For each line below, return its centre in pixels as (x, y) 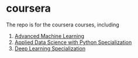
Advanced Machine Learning (49, 36)
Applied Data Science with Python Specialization (73, 42)
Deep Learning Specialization (50, 48)
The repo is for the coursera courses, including (63, 25)
